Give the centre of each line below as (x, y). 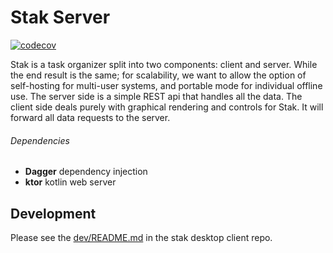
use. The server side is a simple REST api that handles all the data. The (156, 96)
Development (53, 213)
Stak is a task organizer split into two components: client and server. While (164, 64)
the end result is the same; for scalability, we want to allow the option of (158, 75)
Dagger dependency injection (86, 172)
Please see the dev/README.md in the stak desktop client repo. (141, 237)
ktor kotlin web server (70, 182)
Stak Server (60, 17)
